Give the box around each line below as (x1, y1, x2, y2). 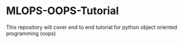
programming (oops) (6, 29, 56, 37)
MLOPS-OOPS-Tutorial (6, 4, 119, 18)
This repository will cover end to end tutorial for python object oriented (6, 24, 178, 31)
